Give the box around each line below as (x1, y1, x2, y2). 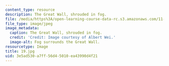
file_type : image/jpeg (5, 21, 53, 26)
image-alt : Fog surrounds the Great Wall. (10, 40, 100, 45)
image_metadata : (5, 26, 39, 31)
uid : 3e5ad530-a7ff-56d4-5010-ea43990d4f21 (5, 53, 98, 59)
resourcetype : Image (5, 44, 49, 49)
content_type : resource (5, 7, 55, 12)
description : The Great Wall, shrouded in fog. (5, 12, 107, 17)
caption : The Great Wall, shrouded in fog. (10, 30, 102, 35)
